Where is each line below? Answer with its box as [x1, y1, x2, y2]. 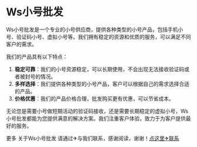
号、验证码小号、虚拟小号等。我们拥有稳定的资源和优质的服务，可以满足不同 [6, 33, 191, 40]
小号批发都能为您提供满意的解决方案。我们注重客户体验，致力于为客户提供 [6, 115, 186, 122]
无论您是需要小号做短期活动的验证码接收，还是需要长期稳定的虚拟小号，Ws [6, 107, 189, 115]
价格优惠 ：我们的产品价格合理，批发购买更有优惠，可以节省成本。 [14, 95, 174, 102]
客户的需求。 [6, 41, 37, 48]
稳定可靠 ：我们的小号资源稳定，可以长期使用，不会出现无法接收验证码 [14, 65, 185, 72]
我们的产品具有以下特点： [6, 53, 68, 60]
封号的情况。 [25, 73, 56, 80]
